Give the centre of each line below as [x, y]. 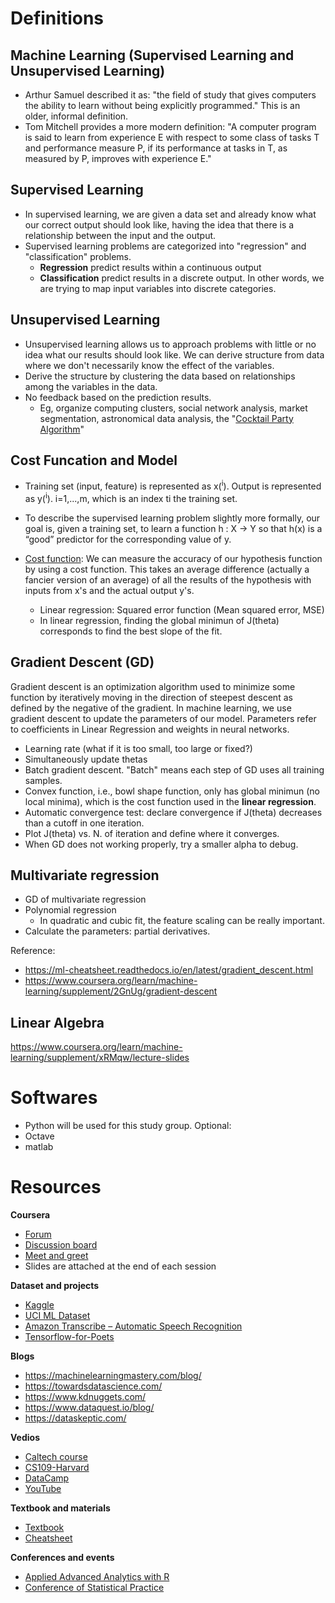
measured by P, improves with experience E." [118, 158]
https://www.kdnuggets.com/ [85, 1397]
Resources [56, 1187]
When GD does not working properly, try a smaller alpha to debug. [161, 844]
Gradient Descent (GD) [82, 662]
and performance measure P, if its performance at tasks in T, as [156, 148]
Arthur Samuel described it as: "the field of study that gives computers [170, 95]
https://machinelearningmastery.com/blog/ [113, 1376]
